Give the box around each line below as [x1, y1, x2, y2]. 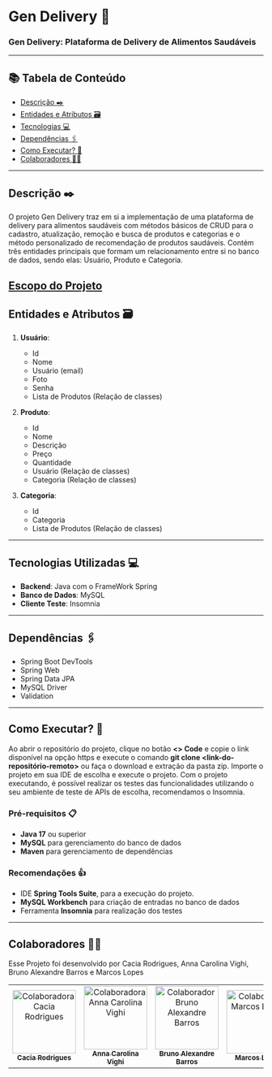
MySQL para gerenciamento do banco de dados [19, 838, 182, 848]
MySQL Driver [19, 682, 67, 692]
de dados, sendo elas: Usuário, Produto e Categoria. [8, 255, 184, 265]
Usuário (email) [32, 365, 83, 376]
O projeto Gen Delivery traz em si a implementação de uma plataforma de [8, 212, 254, 222]
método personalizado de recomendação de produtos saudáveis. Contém [8, 238, 254, 248]
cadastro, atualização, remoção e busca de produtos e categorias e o [8, 229, 240, 239]
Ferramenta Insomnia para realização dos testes [19, 906, 183, 916]
